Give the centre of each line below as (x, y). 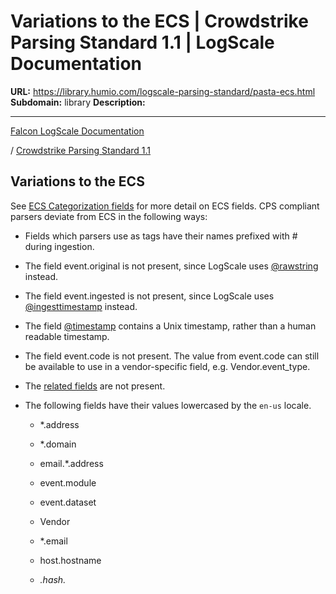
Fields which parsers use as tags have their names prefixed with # (161, 236)
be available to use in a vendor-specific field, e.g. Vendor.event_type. (167, 366)
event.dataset (68, 502)
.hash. (53, 579)
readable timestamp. (67, 336)
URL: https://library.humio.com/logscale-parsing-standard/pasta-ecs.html (163, 91)
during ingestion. (59, 246)
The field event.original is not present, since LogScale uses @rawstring (171, 266)
